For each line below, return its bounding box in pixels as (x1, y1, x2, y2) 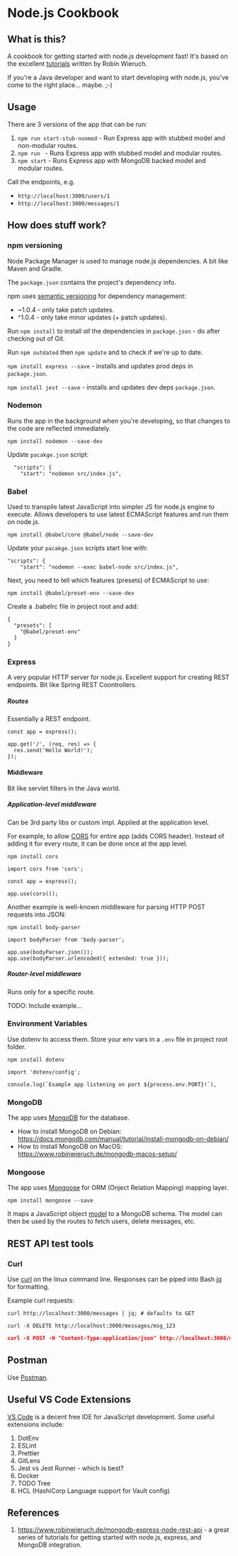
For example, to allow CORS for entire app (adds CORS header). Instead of (7, 831, 225, 840)
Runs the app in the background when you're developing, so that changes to (7, 416, 231, 425)
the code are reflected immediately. (7, 424, 111, 433)
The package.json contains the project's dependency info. (7, 278, 177, 286)
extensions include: (7, 1420, 64, 1429)
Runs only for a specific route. (7, 987, 96, 996)
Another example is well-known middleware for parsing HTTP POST (7, 902, 205, 911)
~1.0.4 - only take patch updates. (17, 305, 115, 314)
